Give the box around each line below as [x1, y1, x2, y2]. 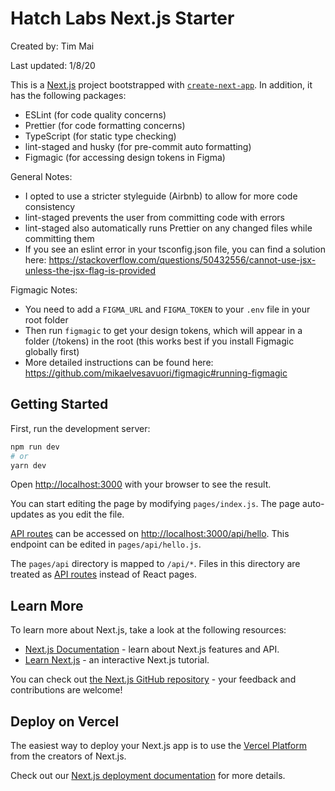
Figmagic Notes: [10, 283, 78, 296]
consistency [24, 200, 76, 212]
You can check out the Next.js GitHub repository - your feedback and [10, 673, 297, 686]
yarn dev [10, 460, 47, 471]
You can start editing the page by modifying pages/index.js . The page [10, 498, 301, 510]
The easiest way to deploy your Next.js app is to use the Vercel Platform [10, 740, 308, 751]
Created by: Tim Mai [10, 40, 95, 52]
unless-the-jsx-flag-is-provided [24, 264, 157, 276]
